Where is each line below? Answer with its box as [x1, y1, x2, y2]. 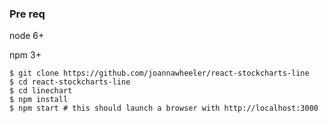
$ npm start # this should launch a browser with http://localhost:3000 [9, 103, 319, 114]
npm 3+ [9, 49, 42, 61]
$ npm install [9, 95, 69, 105]
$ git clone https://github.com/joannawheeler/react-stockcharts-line [9, 68, 310, 79]
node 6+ [9, 30, 45, 42]
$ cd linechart [9, 86, 73, 96]
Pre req [9, 7, 46, 21]
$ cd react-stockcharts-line [9, 77, 131, 87]
